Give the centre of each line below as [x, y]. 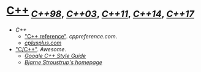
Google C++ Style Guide [55, 56]
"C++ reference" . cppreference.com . [71, 36]
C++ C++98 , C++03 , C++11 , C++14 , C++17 [100, 12]
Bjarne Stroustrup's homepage [63, 62]
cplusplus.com [43, 43]
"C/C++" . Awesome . [40, 49]
